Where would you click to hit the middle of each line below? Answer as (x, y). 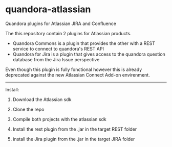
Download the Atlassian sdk (42, 99)
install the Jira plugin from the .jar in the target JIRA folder (74, 139)
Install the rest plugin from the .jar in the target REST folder (75, 129)
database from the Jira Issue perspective (56, 59)
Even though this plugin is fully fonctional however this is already (74, 69)
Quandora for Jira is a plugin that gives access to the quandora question (89, 54)
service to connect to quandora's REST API (58, 48)
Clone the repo (28, 109)
